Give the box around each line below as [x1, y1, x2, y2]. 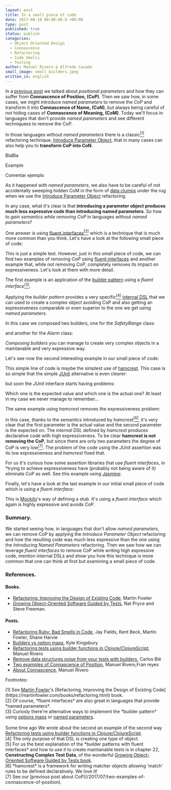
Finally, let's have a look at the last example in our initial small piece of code [5, 480, 164, 486]
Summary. [5, 514, 32, 521]
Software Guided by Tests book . [25, 757, 93, 763]
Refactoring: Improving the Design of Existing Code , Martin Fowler [12, 595, 152, 601]
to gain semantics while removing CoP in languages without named [5, 213, 147, 220]
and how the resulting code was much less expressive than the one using [5, 536, 160, 543]
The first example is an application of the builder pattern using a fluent [5, 277, 153, 283]
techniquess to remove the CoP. [5, 121, 73, 127]
